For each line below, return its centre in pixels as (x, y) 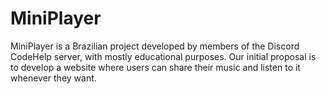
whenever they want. (53, 78)
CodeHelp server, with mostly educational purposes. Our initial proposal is (163, 56)
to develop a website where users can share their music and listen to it (155, 67)
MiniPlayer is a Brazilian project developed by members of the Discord (155, 46)
